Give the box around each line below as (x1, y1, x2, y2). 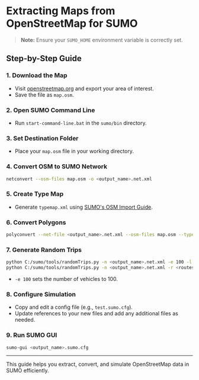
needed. (14, 316, 36, 324)
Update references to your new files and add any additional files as (14, 310, 179, 317)
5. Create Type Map (6, 190, 64, 198)
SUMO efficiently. (6, 367, 49, 374)
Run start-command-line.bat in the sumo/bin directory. (14, 119, 147, 126)
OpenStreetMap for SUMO (6, 17, 138, 30)
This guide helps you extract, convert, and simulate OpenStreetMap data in (6, 360, 190, 368)
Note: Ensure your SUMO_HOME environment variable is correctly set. (20, 36, 183, 43)
